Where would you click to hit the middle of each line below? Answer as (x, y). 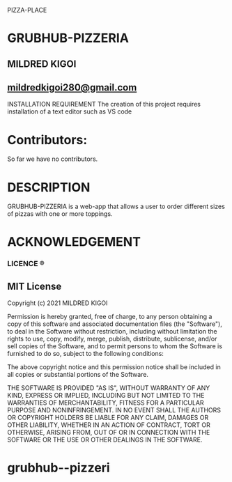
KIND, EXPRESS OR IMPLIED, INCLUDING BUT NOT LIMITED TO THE (106, 396)
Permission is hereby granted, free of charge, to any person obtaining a (110, 317)
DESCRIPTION (49, 187)
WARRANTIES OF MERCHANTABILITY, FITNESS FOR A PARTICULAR (106, 403)
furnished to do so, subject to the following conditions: (85, 354)
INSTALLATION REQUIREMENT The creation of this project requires (104, 104)
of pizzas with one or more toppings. (60, 214)
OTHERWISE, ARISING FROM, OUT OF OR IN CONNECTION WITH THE (109, 433)
